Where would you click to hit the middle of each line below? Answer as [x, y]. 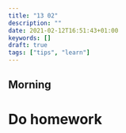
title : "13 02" [33, 16]
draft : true [28, 45]
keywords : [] [30, 38]
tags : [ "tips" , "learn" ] [49, 53]
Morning [30, 85]
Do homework [55, 119]
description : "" [35, 23]
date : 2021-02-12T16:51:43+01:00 [63, 30]
